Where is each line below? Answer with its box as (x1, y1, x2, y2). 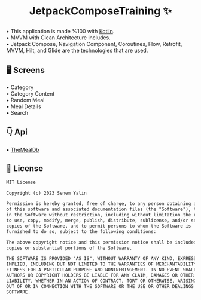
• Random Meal (6, 97, 45, 103)
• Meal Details (6, 103, 41, 110)
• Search (6, 109, 29, 116)
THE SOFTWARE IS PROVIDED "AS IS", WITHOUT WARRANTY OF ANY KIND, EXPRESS (6, 256, 197, 262)
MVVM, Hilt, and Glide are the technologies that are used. (6, 47, 148, 54)
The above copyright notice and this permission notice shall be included (6, 239, 197, 246)
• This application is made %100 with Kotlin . (6, 28, 115, 35)
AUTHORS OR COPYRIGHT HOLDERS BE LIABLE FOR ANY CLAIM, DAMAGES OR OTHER (6, 273, 194, 278)
